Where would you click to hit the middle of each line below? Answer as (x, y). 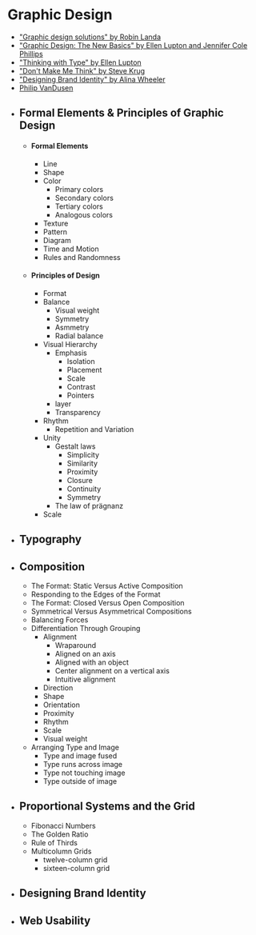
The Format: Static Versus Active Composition (107, 585)
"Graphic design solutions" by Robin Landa (90, 37)
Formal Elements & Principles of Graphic (122, 113)
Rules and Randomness (82, 257)
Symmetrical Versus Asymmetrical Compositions (112, 611)
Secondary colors (84, 198)
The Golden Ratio (60, 834)
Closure (80, 480)
